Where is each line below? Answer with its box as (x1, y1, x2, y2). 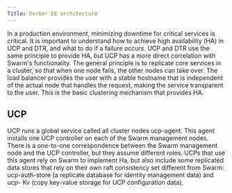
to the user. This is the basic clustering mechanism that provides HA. (7, 88, 204, 96)
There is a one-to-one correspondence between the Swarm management (7, 142, 217, 150)
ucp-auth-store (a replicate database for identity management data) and (7, 171, 214, 179)
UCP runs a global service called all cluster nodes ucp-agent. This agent (7, 126, 215, 135)
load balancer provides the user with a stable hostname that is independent (7, 74, 224, 82)
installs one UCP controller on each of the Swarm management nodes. (7, 134, 209, 142)
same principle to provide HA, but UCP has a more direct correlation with (7, 51, 216, 60)
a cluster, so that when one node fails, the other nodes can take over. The (7, 66, 218, 74)
